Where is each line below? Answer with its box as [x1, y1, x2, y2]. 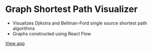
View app [5, 40, 25, 46]
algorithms [12, 25, 35, 31]
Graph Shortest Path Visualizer [5, 3, 138, 15]
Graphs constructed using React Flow [12, 30, 91, 36]
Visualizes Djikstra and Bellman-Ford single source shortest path [12, 20, 147, 26]
